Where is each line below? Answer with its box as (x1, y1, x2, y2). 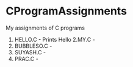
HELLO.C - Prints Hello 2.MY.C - (14, 36, 95, 43)
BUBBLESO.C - (14, 42, 52, 49)
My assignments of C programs (5, 24, 85, 31)
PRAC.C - (14, 55, 39, 62)
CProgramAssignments (5, 4, 128, 18)
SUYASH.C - (14, 48, 46, 56)
